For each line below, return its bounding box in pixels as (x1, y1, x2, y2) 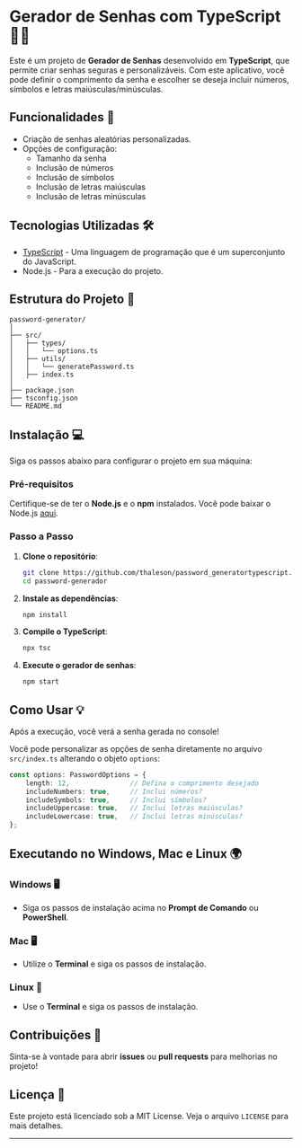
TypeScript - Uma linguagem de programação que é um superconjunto (22, 246, 286, 257)
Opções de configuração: (22, 143, 118, 154)
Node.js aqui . (9, 508, 58, 518)
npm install (22, 610, 67, 619)
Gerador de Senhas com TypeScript (9, 6, 281, 27)
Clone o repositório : (22, 551, 99, 561)
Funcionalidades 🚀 (9, 110, 115, 125)
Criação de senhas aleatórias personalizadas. (22, 133, 191, 145)
